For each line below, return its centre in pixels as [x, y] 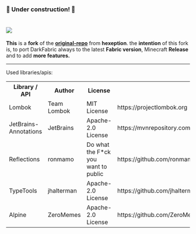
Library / [26, 87]
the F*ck [99, 152]
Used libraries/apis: [29, 72]
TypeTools [23, 191]
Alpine [18, 215]
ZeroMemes [64, 215]
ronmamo [61, 159]
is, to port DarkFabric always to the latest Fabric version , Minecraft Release [97, 49]
